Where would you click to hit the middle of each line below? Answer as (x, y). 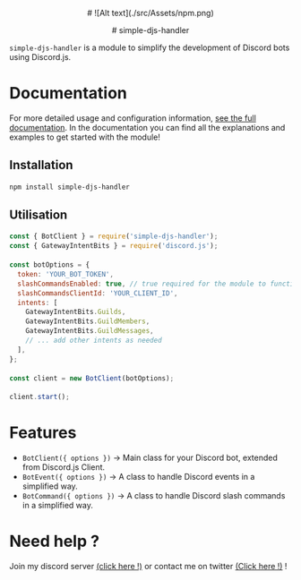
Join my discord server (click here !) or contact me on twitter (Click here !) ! (148, 567)
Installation (41, 165)
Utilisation (39, 215)
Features (43, 433)
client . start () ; (39, 397)
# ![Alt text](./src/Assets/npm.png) (150, 13)
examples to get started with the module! (85, 137)
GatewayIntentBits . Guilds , (76, 312)
